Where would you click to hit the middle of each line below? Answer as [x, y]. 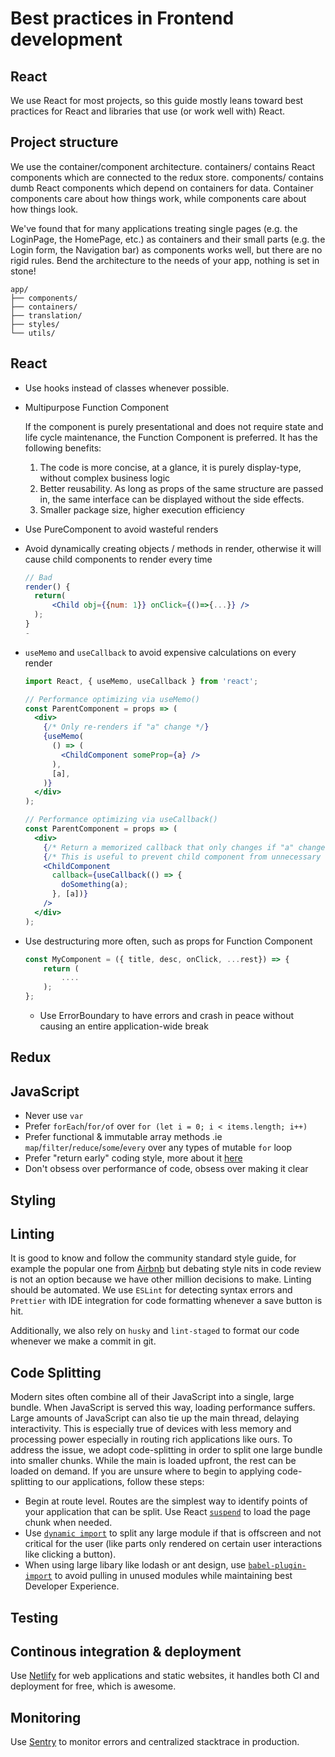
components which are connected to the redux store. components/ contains [167, 177]
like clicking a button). [70, 1554]
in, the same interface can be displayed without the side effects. [172, 499]
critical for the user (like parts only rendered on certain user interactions [173, 1544]
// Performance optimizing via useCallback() [121, 820]
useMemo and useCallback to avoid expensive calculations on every [160, 652]
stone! [23, 271]
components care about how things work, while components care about [158, 198]
